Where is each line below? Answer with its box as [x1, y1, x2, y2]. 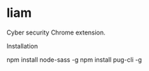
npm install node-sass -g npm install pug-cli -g [6, 55, 143, 64]
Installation [6, 41, 38, 50]
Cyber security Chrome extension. [6, 28, 106, 37]
